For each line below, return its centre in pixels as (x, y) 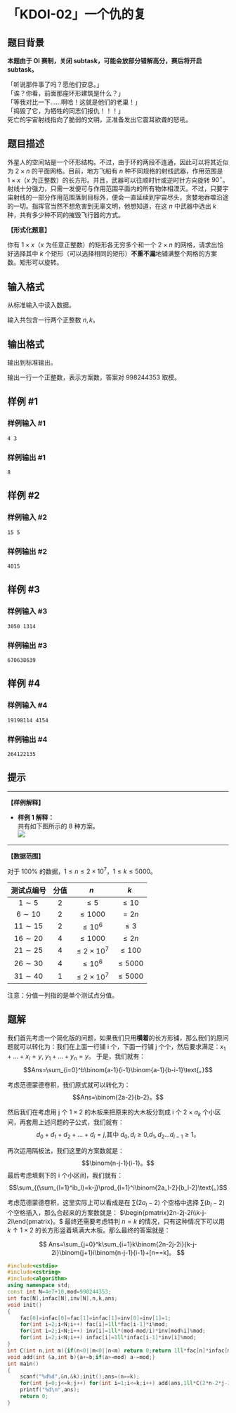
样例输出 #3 (27, 645)
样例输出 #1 (26, 457)
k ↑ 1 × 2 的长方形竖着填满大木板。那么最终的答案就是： (89, 1230)
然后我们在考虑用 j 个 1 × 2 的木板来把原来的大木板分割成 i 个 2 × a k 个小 (111, 1113)
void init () (25, 1305)
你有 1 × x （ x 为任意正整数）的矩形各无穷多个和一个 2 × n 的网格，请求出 (112, 245)
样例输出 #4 (27, 739)
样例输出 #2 (27, 551)
